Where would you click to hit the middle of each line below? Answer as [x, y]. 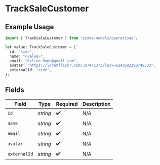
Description [97, 104]
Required [67, 104]
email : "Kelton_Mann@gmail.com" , [44, 61]
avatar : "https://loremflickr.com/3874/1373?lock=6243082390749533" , [82, 65]
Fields [15, 90]
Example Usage [30, 27]
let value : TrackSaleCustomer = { [41, 47]
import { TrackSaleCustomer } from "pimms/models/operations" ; [72, 38]
